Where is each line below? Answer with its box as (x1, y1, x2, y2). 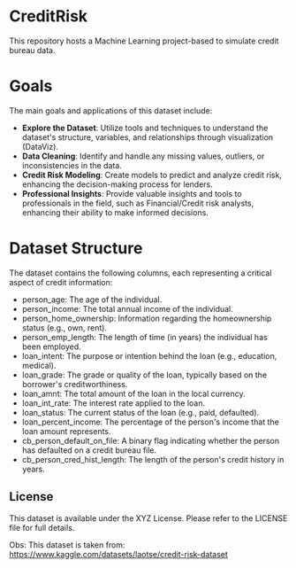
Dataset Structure (9, 238, 143, 259)
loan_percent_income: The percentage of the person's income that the (21, 416, 280, 427)
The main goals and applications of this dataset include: (9, 105, 213, 116)
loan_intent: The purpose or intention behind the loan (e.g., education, (21, 350, 277, 361)
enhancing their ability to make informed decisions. (21, 206, 209, 218)
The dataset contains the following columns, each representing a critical (9, 268, 272, 278)
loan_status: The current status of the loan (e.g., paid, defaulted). (21, 407, 260, 417)
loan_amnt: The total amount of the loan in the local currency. (21, 388, 246, 399)
